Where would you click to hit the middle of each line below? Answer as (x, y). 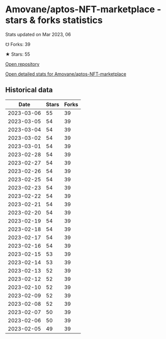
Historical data (29, 90)
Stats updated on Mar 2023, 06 (38, 34)
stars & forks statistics (54, 20)
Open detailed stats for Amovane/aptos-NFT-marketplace (66, 74)
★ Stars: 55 (18, 54)
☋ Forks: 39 (18, 44)
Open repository (22, 64)
